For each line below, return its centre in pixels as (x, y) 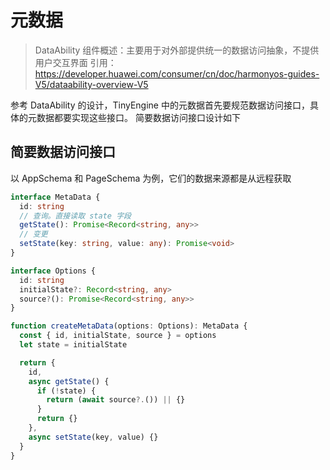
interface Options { (53, 271)
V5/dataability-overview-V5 (91, 84)
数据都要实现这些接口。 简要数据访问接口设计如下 (138, 117)
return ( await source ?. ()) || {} (116, 400)
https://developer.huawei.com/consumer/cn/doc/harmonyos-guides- (177, 73)
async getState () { (69, 381)
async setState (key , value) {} (93, 437)
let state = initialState (73, 345)
